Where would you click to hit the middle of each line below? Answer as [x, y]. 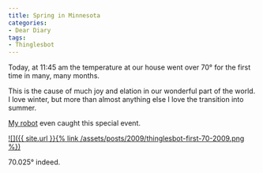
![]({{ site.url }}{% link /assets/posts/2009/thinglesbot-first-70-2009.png [126, 138]
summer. [23, 108]
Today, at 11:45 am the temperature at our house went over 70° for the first [130, 67]
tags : [17, 38]
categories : [28, 23]
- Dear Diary [30, 30]
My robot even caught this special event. [74, 123]
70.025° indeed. [34, 162]
